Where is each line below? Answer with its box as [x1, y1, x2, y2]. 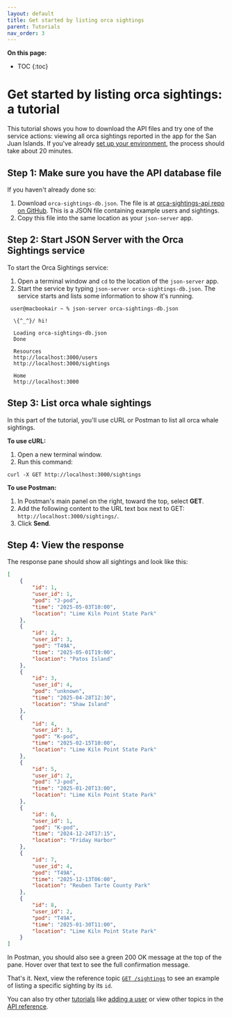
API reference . [7, 1002, 49, 1011]
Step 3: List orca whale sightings [7, 397, 151, 409]
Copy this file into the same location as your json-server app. [17, 214, 193, 222]
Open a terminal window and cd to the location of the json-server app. [17, 277, 219, 285]
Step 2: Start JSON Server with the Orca [7, 234, 184, 246]
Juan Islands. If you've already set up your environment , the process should [7, 139, 224, 148]
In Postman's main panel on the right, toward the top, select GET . [17, 496, 204, 505]
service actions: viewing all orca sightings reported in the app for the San [7, 132, 217, 140]
